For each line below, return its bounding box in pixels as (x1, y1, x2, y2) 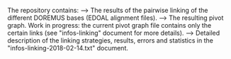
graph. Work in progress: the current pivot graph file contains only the (7, 21, 212, 29)
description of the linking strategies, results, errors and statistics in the (7, 36, 214, 45)
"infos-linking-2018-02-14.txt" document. (7, 44, 129, 52)
